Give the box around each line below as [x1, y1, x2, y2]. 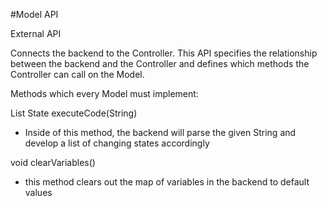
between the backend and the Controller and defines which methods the [10, 58, 310, 69]
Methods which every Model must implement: [10, 88, 199, 99]
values [24, 187, 53, 198]
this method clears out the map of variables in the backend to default [24, 176, 310, 188]
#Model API [10, 9, 59, 20]
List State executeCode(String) [10, 107, 138, 119]
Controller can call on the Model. [10, 69, 145, 80]
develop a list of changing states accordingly [24, 137, 210, 149]
